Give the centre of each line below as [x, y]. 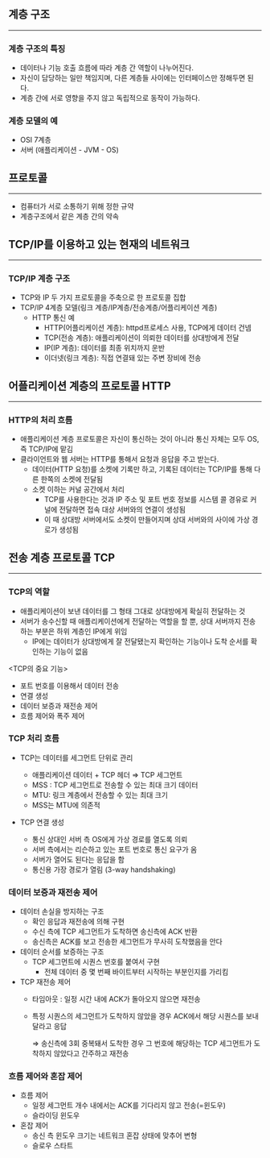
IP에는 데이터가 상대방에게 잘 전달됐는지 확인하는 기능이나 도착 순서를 [140, 641]
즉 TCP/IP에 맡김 [47, 449]
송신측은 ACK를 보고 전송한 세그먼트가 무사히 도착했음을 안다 [127, 942]
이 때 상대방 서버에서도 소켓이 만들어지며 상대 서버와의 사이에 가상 [147, 520]
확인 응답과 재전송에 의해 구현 [78, 922]
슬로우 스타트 [53, 1146]
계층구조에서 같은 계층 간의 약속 [69, 217]
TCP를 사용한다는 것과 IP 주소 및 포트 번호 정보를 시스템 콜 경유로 [146, 500]
